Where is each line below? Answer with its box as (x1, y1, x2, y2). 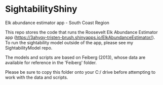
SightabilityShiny (5, 3, 78, 15)
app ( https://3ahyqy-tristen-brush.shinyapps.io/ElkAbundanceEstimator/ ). (5, 34, 156, 40)
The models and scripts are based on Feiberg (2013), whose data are (5, 54, 146, 60)
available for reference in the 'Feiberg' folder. (5, 59, 97, 65)
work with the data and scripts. (5, 74, 68, 80)
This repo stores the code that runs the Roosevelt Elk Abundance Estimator (5, 29, 158, 35)
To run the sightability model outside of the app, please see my (5, 39, 133, 45)
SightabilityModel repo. (5, 45, 53, 51)
